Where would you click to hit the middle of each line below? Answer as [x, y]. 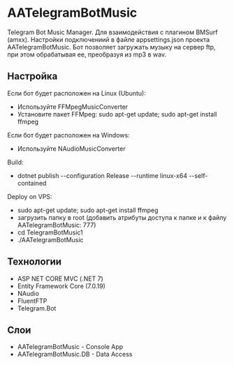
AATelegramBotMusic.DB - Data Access [75, 355]
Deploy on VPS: [30, 196]
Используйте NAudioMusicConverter [71, 149]
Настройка [32, 76]
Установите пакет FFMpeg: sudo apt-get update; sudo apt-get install [117, 114]
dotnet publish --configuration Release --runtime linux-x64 [102, 175]
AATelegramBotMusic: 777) [57, 225]
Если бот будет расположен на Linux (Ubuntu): [77, 93]
